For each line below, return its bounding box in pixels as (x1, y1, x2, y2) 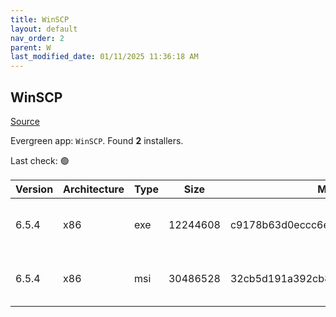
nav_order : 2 (10, 33, 65, 43)
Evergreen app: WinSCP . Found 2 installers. (10, 134, 184, 146)
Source (10, 115, 40, 127)
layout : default (10, 24, 78, 34)
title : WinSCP (10, 14, 70, 25)
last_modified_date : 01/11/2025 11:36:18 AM (10, 52, 199, 62)
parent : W (10, 42, 52, 53)
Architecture (63, 182, 125, 196)
